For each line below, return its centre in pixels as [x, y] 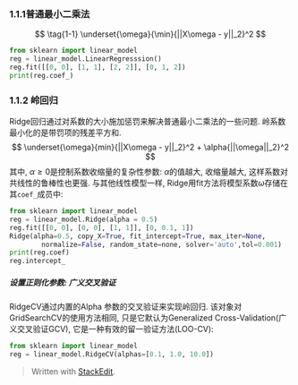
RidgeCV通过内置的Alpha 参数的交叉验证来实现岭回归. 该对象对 [126, 307]
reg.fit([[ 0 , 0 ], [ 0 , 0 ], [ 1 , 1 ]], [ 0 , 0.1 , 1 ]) [102, 227]
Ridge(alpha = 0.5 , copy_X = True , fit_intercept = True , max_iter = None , [138, 236]
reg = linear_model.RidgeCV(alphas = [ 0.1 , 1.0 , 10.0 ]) [112, 355]
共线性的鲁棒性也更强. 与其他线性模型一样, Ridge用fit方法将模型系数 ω [137, 183]
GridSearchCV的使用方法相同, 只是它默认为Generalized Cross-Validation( [144, 318]
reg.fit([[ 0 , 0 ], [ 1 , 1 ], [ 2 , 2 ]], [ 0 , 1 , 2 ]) [98, 68]
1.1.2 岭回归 [34, 100]
